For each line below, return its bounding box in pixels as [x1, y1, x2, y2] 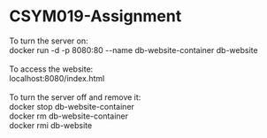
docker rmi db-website [9, 119, 93, 130]
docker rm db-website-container [9, 111, 129, 121]
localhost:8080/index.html [9, 73, 105, 83]
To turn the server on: [9, 35, 88, 46]
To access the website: [9, 64, 94, 74]
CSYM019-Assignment [9, 6, 182, 27]
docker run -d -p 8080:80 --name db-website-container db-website [9, 44, 258, 55]
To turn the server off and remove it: [9, 91, 141, 103]
